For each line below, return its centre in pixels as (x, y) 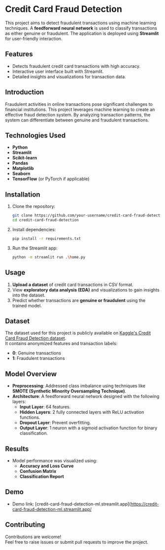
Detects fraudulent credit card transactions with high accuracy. (76, 66)
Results (17, 449)
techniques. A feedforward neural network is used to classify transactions (81, 28)
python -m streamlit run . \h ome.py (49, 257)
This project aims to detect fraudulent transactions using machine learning (81, 23)
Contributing (25, 525)
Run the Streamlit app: (35, 248)
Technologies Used (35, 135)
